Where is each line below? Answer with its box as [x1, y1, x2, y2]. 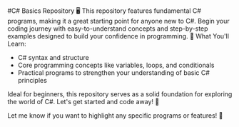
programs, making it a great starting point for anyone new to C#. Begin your [7, 17, 230, 25]
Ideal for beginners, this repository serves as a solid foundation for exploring [7, 90, 233, 98]
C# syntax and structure [17, 54, 89, 61]
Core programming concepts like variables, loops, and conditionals [17, 61, 215, 69]
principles [17, 76, 48, 84]
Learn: [7, 39, 26, 48]
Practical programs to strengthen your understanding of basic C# [17, 68, 210, 77]
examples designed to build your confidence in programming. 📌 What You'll [7, 32, 230, 40]
